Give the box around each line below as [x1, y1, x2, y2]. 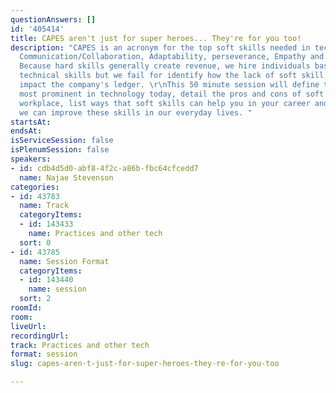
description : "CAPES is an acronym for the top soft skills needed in [10, 42, 311, 53]
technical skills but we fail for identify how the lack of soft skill [19, 71, 325, 81]
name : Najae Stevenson [19, 172, 114, 183]
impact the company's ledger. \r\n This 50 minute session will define [19, 80, 320, 90]
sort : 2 [19, 294, 52, 304]
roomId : [10, 303, 43, 313]
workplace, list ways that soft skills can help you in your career [19, 98, 311, 108]
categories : [10, 182, 60, 192]
